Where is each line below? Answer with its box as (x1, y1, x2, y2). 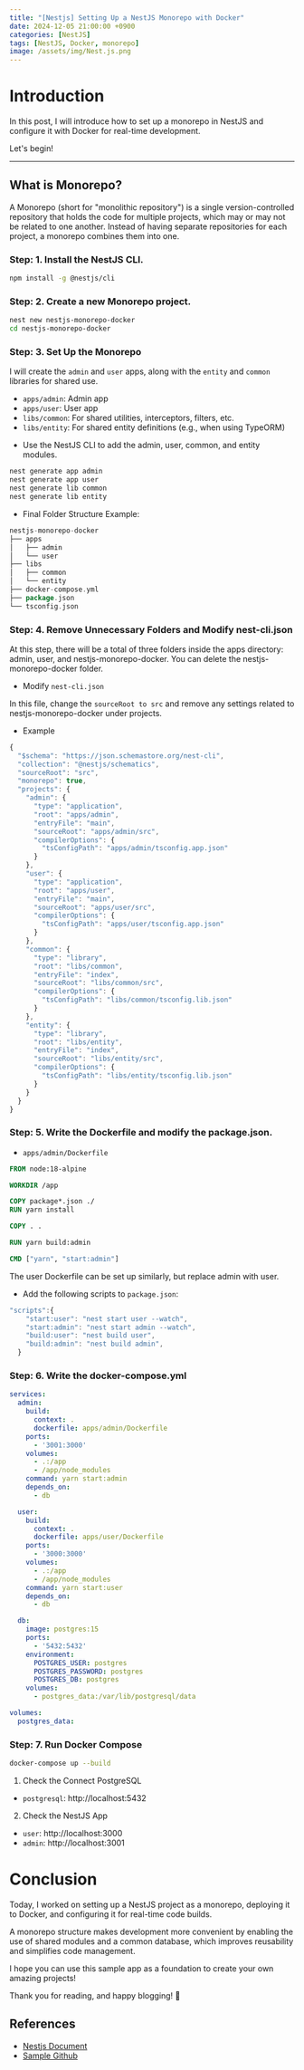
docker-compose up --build (9, 1759, 111, 1768)
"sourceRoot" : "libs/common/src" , (33, 979, 165, 988)
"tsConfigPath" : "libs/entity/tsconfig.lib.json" (42, 1071, 233, 1080)
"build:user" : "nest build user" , (25, 1331, 156, 1340)
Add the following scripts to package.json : (22, 1288, 179, 1299)
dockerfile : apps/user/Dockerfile (33, 1532, 165, 1542)
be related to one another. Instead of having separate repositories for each (9, 221, 288, 232)
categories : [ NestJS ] (9, 30, 91, 39)
